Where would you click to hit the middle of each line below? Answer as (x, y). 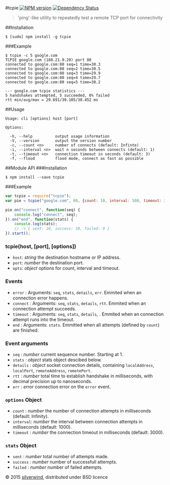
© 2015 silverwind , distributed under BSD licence (56, 477)
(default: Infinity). (31, 417)
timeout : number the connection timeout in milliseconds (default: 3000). (88, 432)
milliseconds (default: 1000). (42, 427)
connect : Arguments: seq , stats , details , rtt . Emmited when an (79, 303)
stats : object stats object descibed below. (57, 360)
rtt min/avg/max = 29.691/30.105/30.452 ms (52, 100)
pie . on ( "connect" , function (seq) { (43, 210)
